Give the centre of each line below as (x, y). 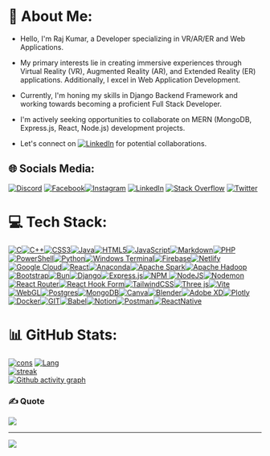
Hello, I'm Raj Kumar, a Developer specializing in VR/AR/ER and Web (133, 39)
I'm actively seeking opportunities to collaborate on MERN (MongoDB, (136, 119)
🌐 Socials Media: (51, 169)
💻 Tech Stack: (58, 222)
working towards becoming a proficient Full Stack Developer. (121, 104)
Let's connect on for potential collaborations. (113, 143)
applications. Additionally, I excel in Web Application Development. (130, 79)
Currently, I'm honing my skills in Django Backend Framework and (129, 95)
